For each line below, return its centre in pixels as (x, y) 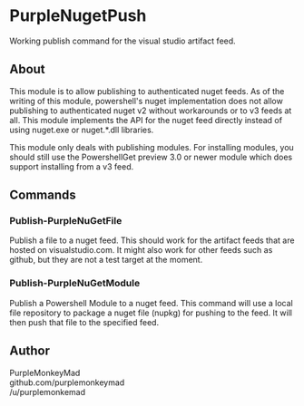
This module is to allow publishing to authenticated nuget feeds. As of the (147, 91)
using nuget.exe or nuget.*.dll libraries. (82, 130)
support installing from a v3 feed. (72, 166)
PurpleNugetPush (78, 16)
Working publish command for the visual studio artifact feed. (123, 41)
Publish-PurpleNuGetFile (66, 221)
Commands (43, 195)
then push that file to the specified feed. (84, 322)
